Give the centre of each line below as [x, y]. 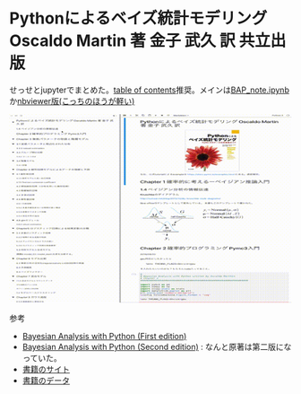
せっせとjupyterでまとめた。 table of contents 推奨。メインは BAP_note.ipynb [149, 90]
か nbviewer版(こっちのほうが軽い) [72, 101]
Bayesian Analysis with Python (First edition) [104, 336]
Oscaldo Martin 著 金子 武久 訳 [122, 41]
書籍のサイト [46, 369]
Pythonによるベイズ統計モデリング [138, 18]
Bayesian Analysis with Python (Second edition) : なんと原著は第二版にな [157, 346]
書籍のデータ [46, 380]
